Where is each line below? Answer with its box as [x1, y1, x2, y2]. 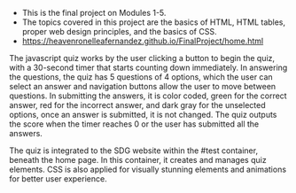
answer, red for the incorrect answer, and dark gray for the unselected [9, 100, 266, 110]
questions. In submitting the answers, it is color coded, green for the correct [9, 90, 287, 101]
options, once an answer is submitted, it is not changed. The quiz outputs [9, 110, 277, 120]
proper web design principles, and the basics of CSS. [21, 27, 217, 36]
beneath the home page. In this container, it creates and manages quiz [9, 155, 268, 165]
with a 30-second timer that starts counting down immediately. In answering [9, 62, 288, 73]
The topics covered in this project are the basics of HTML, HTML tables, [21, 17, 286, 27]
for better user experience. [9, 174, 108, 184]
